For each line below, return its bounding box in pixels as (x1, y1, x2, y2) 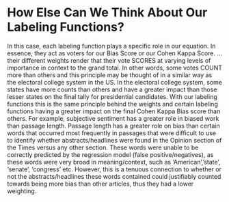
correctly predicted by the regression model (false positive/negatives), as (7, 150, 214, 158)
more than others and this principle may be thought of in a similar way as (7, 70, 213, 79)
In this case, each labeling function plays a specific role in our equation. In (7, 42, 216, 50)
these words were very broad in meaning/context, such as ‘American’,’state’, (7, 158, 221, 166)
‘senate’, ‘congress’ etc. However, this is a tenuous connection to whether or (7, 165, 222, 173)
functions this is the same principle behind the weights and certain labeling (7, 100, 219, 108)
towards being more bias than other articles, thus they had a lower (7, 179, 194, 188)
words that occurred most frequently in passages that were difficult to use (7, 128, 217, 137)
